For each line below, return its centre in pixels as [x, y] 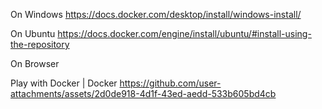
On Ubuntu [33, 33]
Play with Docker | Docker [64, 83]
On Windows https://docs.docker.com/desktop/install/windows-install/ [156, 14]
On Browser [35, 63]
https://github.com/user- [170, 83]
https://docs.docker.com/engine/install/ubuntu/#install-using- [184, 33]
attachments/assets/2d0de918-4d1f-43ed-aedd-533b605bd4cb [143, 93]
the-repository [40, 44]
